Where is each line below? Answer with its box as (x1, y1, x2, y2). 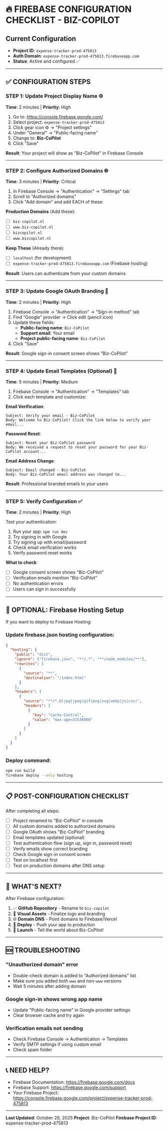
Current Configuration (5, 34, 76, 43)
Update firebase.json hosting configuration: (5, 631, 115, 638)
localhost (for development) (12, 255, 72, 261)
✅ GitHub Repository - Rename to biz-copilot (12, 905, 110, 911)
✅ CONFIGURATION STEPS (5, 77, 91, 86)
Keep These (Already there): (5, 245, 64, 251)
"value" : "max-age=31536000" (32, 717, 93, 722)
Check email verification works (12, 544, 77, 550)
